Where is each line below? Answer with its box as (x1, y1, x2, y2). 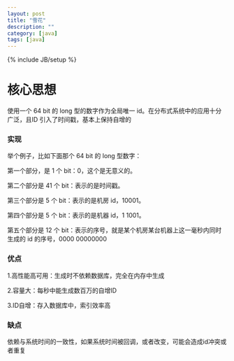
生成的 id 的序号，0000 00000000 (7, 235, 107, 243)
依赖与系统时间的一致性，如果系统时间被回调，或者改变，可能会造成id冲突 (7, 337, 221, 346)
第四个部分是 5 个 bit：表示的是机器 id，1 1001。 (7, 211, 145, 220)
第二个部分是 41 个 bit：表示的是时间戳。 (7, 181, 124, 190)
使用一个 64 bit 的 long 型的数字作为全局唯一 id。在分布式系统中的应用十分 (7, 106, 222, 115)
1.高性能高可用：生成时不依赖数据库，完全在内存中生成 (7, 271, 165, 280)
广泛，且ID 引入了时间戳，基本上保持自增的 (7, 115, 131, 124)
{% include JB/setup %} (7, 55, 77, 64)
